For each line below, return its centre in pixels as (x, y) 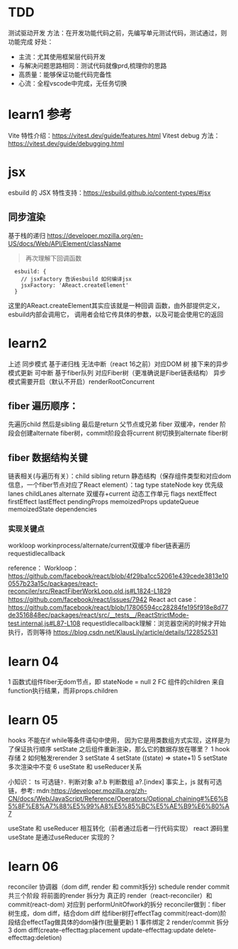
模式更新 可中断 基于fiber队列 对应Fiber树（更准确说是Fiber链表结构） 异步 (117, 373)
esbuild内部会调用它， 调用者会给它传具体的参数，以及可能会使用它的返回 (116, 314)
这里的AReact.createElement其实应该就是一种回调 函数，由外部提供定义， (116, 305)
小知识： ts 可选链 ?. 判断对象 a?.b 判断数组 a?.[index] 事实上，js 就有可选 (115, 782)
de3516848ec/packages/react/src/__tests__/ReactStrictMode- (99, 615)
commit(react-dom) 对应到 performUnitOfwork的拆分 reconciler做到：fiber (117, 904)
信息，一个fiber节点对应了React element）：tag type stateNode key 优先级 (116, 485)
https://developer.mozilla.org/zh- (99, 791)
